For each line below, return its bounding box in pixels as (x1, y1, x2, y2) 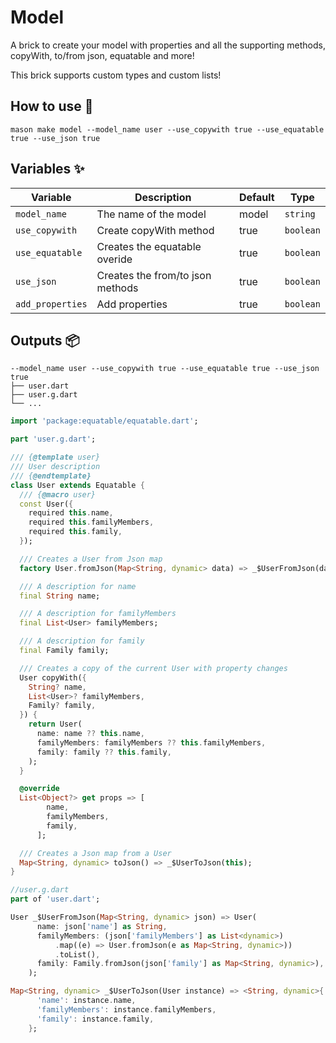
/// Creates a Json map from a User (19, 848, 172, 858)
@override (19, 784, 60, 794)
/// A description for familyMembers (19, 609, 177, 619)
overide (96, 252, 133, 266)
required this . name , (28, 508, 114, 518)
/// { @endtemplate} (10, 471, 92, 481)
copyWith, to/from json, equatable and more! (10, 49, 195, 61)
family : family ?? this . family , (36, 747, 172, 757)
